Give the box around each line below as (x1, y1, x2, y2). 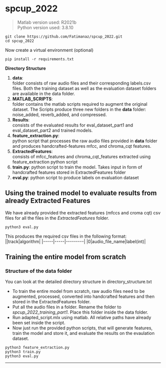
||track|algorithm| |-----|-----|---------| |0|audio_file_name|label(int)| (5, 238, 146, 245)
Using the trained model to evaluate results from (5, 189, 157, 198)
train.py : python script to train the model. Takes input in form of (12, 164, 142, 170)
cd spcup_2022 (5, 38, 35, 43)
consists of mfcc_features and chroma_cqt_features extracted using (12, 154, 151, 160)
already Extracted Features (5, 197, 90, 205)
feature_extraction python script (12, 159, 78, 164)
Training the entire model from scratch (5, 253, 126, 261)
